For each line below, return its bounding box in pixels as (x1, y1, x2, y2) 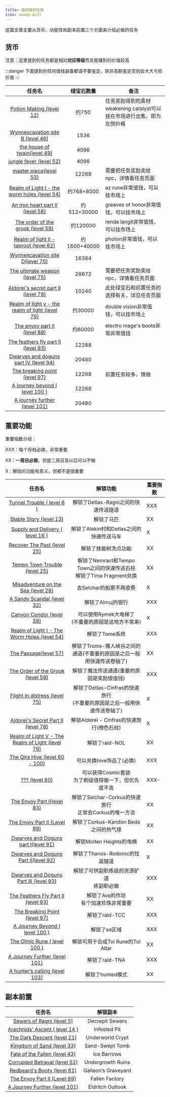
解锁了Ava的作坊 (87, 892, 126, 899)
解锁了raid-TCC (87, 912, 125, 919)
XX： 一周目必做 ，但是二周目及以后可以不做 (5, 457, 96, 463)
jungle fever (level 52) (8, 158, 61, 165)
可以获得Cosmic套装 (81, 769, 131, 776)
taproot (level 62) (14, 242, 56, 249)
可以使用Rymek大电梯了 (77, 611, 135, 618)
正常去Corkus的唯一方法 (77, 809, 136, 816)
